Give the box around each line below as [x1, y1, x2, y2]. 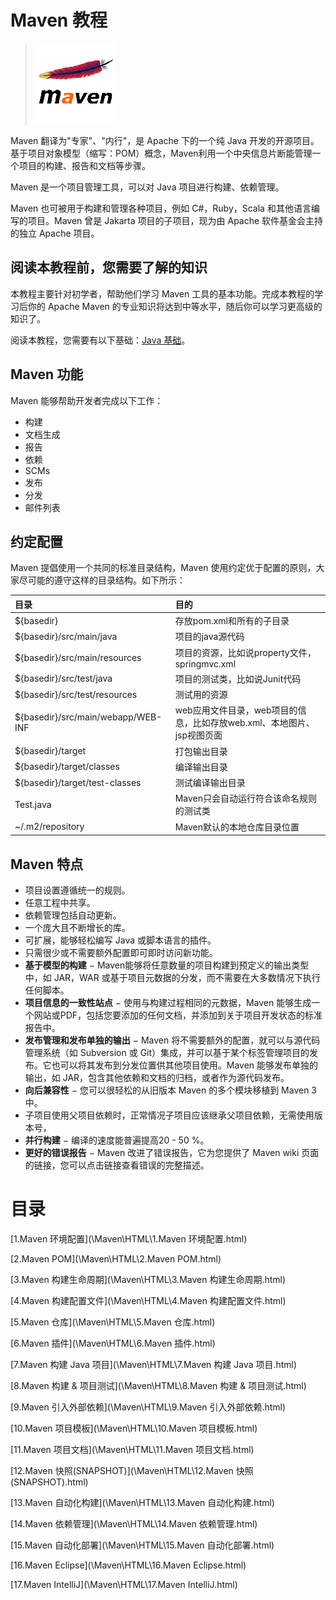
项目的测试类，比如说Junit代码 [174, 672, 302, 685]
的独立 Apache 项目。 [10, 227, 100, 239]
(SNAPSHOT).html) [10, 1476, 89, 1488]
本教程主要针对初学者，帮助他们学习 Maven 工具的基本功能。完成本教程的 [10, 287, 315, 300]
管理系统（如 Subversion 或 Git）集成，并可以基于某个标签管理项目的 [24, 1046, 310, 1058]
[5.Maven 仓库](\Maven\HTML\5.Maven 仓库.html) [10, 1316, 216, 1328]
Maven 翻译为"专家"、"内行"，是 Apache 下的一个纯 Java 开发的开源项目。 [10, 134, 320, 146]
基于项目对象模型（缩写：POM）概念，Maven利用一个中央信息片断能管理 [10, 147, 313, 159]
